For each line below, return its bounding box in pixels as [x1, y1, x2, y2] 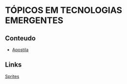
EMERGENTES [5, 15, 63, 26]
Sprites [5, 73, 19, 79]
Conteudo [5, 34, 36, 42]
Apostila [12, 47, 29, 52]
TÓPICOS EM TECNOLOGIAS [5, 5, 122, 16]
